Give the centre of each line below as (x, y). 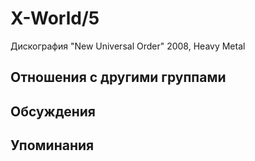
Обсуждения (53, 111)
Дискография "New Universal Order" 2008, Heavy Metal (128, 46)
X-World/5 (55, 18)
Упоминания (52, 145)
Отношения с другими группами (118, 77)
